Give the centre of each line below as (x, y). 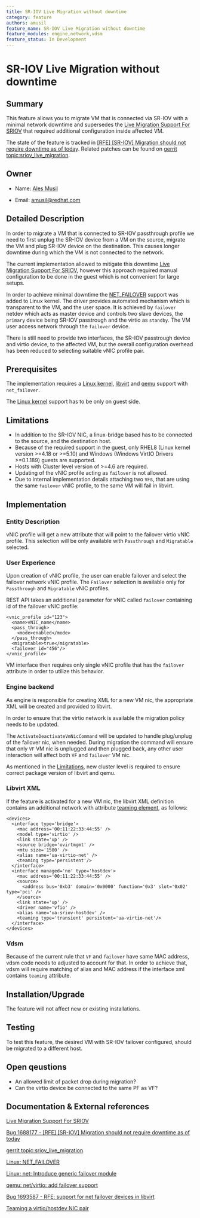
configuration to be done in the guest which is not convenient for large (93, 276)
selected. (18, 547)
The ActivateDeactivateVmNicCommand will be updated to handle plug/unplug (99, 735)
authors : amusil (26, 23)
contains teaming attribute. (39, 976)
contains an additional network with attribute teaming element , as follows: (97, 807)
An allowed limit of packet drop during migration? (75, 1081)
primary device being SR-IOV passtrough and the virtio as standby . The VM (98, 320)
